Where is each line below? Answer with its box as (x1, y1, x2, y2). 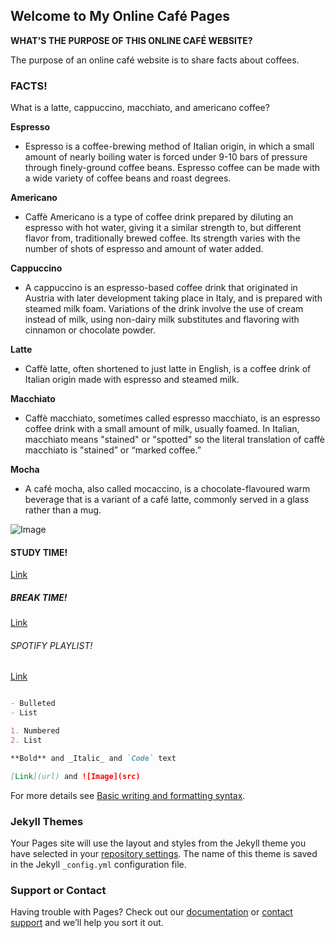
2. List (10, 735, 43, 746)
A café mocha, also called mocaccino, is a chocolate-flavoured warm (24, 483, 311, 495)
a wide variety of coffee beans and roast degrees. (24, 172, 232, 184)
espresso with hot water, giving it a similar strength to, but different (24, 222, 302, 234)
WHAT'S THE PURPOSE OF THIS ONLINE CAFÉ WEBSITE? (10, 34, 253, 46)
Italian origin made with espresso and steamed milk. (24, 374, 240, 386)
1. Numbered (10, 726, 60, 736)
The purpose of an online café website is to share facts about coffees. (10, 54, 300, 66)
